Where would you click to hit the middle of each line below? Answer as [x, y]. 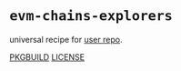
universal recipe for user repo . [66, 39]
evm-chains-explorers [91, 16]
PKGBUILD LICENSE [47, 56]
